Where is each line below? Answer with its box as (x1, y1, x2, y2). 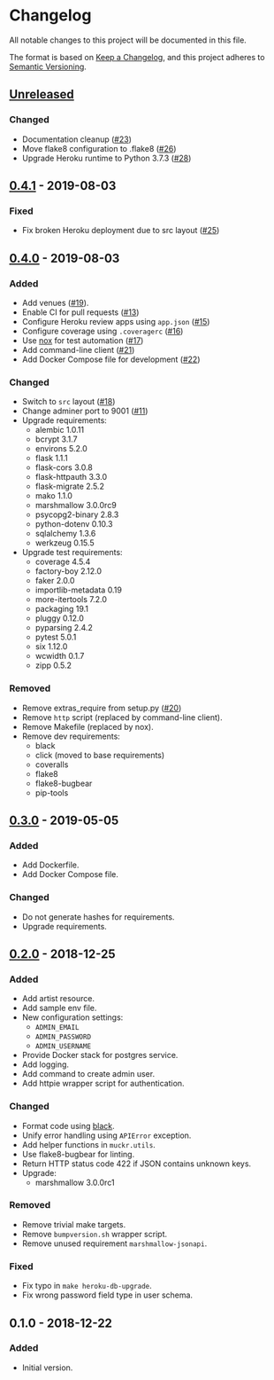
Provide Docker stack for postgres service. (21, 1050, 179, 1061)
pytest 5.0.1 (34, 631, 77, 643)
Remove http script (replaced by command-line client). (21, 711, 223, 723)
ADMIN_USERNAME (34, 1042, 91, 1051)
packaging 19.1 (34, 604, 89, 615)
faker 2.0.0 (34, 576, 75, 586)
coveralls (34, 759, 69, 770)
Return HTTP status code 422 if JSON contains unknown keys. (21, 1158, 252, 1169)
